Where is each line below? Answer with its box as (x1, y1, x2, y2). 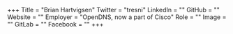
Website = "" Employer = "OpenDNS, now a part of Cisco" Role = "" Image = (7, 13, 227, 21)
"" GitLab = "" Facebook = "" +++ (7, 20, 104, 28)
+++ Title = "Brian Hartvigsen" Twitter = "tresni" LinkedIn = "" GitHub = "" (7, 6, 220, 14)
